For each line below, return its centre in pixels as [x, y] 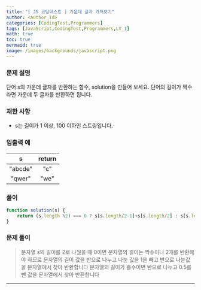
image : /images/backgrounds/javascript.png [61, 51]
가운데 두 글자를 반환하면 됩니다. [55, 95]
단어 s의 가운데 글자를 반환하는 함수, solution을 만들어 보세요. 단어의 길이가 [94, 87]
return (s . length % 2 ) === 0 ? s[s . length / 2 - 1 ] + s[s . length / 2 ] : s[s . [104, 216]
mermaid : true [24, 46]
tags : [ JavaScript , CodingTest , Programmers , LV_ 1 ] [68, 28]
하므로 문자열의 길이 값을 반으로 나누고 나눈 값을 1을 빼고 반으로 [101, 259]
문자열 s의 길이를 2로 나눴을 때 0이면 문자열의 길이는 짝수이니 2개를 [100, 252]
